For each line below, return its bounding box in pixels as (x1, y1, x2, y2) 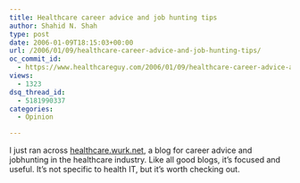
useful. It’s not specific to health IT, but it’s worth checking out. (9, 164, 240, 175)
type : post (9, 29, 50, 38)
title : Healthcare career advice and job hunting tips (9, 12, 218, 22)
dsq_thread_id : (9, 87, 66, 96)
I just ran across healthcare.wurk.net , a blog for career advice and (9, 145, 253, 156)
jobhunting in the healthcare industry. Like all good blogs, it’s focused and (9, 154, 281, 165)
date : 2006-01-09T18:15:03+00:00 (9, 37, 134, 47)
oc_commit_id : (9, 54, 62, 63)
